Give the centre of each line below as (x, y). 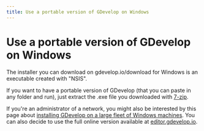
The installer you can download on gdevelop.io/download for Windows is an (102, 72)
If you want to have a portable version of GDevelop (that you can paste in (99, 90)
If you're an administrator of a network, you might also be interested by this (101, 108)
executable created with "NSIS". (47, 78)
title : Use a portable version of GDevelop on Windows (78, 12)
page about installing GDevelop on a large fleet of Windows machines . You (100, 115)
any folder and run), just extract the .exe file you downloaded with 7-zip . (97, 97)
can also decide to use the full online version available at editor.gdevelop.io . (102, 121)
